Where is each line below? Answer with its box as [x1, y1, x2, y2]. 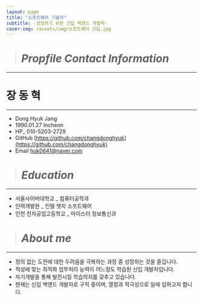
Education [21, 168, 74, 182]
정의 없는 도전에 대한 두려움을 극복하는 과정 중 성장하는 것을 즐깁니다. [14, 258, 178, 265]
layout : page [6, 8, 39, 15]
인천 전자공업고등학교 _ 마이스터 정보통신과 [14, 210, 117, 217]
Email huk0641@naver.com [14, 147, 83, 154]
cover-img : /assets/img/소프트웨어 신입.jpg [6, 25, 112, 32]
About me [21, 231, 71, 245]
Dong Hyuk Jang [14, 115, 57, 122]
